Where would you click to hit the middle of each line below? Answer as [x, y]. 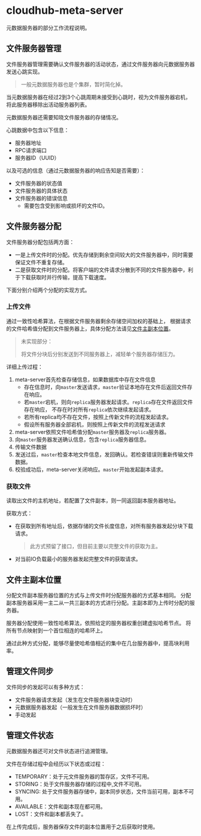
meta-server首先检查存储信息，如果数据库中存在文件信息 [85, 379]
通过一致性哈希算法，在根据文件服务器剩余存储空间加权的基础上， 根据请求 [99, 321]
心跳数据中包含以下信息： [38, 130]
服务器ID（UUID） [37, 158]
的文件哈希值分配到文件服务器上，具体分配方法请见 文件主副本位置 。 [90, 328]
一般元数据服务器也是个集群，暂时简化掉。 [73, 84]
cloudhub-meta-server [65, 10]
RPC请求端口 [31, 150]
